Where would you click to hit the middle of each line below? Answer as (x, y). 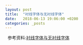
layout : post (19, 10)
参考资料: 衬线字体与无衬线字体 (38, 38)
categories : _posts (25, 23)
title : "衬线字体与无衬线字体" (35, 14)
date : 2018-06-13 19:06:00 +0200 (42, 19)
